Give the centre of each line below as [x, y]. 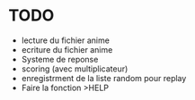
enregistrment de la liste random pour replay [104, 78]
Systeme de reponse [60, 59]
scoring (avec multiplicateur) [75, 69]
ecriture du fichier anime [67, 49]
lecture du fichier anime [65, 40]
